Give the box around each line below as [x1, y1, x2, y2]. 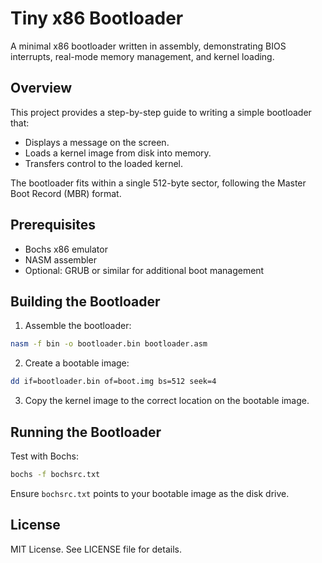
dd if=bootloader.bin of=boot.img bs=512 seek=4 [10, 377, 217, 387]
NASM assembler [24, 253, 98, 266]
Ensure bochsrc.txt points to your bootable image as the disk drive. [10, 487, 290, 499]
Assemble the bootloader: [24, 320, 132, 332]
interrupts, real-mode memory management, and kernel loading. [10, 50, 275, 62]
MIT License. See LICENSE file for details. [10, 543, 182, 555]
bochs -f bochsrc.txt [10, 469, 101, 479]
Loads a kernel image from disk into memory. [24, 147, 212, 159]
